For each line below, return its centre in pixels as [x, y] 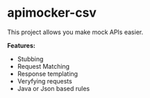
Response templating [48, 74]
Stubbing [30, 59]
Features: [22, 45]
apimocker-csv [52, 13]
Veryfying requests [45, 81]
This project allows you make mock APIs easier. [75, 32]
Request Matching [43, 66]
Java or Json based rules [53, 88]
